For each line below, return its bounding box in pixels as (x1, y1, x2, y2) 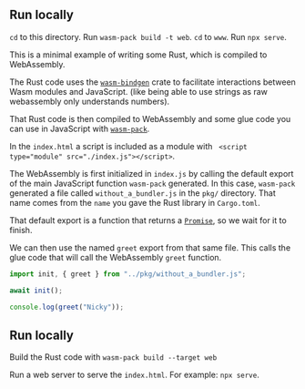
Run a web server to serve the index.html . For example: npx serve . (9, 369, 259, 381)
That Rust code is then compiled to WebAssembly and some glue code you (9, 113, 291, 124)
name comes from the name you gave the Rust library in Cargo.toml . (9, 197, 261, 208)
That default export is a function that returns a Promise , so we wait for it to (9, 214, 287, 226)
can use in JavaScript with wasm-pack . (9, 123, 150, 134)
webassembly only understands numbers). (9, 96, 170, 107)
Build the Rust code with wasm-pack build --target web (9, 352, 218, 363)
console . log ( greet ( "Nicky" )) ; (9, 302, 125, 312)
